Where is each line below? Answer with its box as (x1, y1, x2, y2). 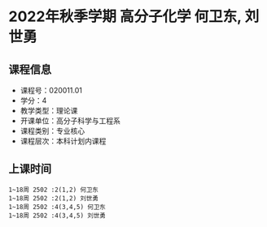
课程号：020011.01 (20, 86, 83, 95)
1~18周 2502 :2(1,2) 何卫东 (8, 186, 99, 194)
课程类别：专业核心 (20, 126, 85, 135)
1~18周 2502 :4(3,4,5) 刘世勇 (8, 212, 106, 220)
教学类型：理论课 (20, 106, 78, 115)
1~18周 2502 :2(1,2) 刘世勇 (8, 194, 99, 203)
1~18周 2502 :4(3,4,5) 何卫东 (8, 203, 106, 211)
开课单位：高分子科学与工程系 (20, 116, 120, 126)
